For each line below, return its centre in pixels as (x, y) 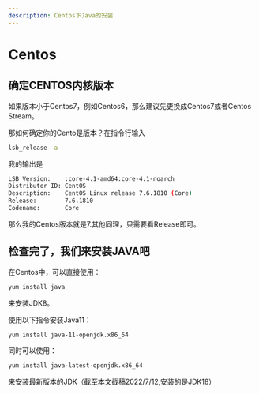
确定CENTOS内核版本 (61, 86)
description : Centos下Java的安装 (61, 15)
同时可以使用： (32, 351)
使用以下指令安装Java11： (50, 320)
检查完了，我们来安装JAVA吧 (79, 251)
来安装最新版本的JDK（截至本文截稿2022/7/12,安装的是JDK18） (112, 382)
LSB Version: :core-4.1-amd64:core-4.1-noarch (92, 178)
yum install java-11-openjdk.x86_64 (68, 335)
